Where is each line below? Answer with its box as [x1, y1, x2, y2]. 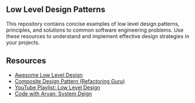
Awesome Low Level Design [14, 71, 83, 78]
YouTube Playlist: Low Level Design [14, 84, 101, 91]
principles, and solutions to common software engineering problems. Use [6, 26, 184, 33]
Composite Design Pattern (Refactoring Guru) [14, 77, 125, 84]
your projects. [6, 39, 40, 46]
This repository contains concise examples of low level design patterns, [6, 20, 180, 27]
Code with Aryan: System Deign [14, 90, 92, 97]
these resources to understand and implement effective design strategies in [6, 32, 190, 40]
